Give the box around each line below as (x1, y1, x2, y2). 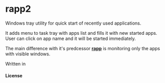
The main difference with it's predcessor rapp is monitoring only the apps (5, 45, 160, 51)
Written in (5, 60, 26, 67)
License (5, 72, 23, 78)
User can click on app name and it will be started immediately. (5, 35, 136, 42)
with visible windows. (5, 51, 51, 57)
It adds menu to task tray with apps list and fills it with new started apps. (5, 30, 157, 36)
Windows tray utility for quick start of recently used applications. (5, 20, 142, 26)
